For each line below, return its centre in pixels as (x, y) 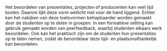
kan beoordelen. (22, 44)
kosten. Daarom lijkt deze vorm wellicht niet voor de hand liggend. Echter (80, 12)
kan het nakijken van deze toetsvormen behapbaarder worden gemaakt (79, 18)
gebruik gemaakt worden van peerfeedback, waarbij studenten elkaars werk (83, 28)
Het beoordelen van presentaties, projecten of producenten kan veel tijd (79, 7)
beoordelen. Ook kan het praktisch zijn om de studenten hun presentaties (81, 33)
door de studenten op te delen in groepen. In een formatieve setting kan (79, 23)
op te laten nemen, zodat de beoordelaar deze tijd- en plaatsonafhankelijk (81, 39)
